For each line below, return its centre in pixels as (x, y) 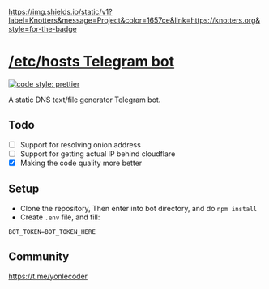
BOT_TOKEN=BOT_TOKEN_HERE (52, 232)
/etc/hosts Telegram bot (92, 62)
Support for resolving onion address (81, 144)
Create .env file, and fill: (60, 217)
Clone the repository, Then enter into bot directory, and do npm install (139, 208)
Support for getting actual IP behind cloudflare (98, 154)
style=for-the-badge (43, 29)
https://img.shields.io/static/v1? (60, 12)
